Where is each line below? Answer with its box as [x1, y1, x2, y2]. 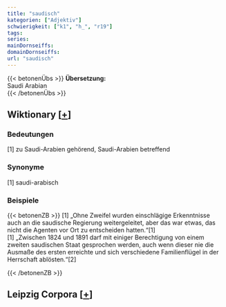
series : [7, 36, 30, 43]
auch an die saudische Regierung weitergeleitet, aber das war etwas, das [7, 218, 216, 227]
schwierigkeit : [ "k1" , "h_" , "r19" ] [7, 23, 113, 30]
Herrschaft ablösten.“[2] [7, 255, 77, 263]
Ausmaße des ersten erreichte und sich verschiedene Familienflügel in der [7, 248, 219, 257]
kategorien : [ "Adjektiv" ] [7, 17, 82, 24]
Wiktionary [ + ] [7, 109, 71, 121]
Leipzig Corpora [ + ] [7, 288, 93, 301]
